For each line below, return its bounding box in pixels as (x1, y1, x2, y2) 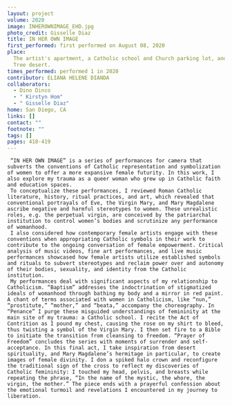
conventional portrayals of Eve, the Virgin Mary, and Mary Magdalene (7, 199, 215, 207)
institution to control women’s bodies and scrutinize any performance (7, 218, 217, 225)
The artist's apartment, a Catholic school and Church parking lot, (13, 55, 215, 62)
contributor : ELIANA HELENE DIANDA (7, 74, 110, 81)
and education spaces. (7, 181, 72, 188)
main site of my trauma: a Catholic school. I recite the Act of (7, 315, 199, 322)
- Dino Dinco (13, 87, 51, 94)
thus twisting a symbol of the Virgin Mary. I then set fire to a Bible (7, 326, 221, 333)
